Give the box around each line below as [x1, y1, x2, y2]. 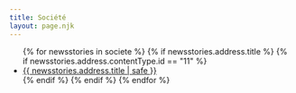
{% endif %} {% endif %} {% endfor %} [22, 74, 171, 85]
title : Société [9, 13, 67, 22]
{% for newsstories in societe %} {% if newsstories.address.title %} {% [22, 46, 288, 56]
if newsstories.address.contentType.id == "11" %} [22, 55, 208, 66]
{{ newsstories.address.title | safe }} [22, 64, 158, 76]
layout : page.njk [9, 21, 75, 30]
